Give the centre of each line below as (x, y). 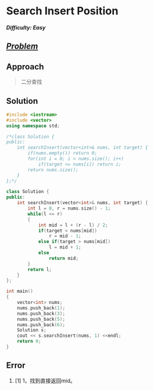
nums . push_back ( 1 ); (41, 308)
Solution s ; (32, 330)
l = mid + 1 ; (65, 247)
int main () (20, 291)
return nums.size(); (53, 170)
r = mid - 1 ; (65, 236)
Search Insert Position (62, 11)
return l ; (40, 269)
